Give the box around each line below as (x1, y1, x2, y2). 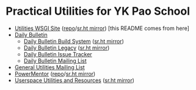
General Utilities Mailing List (14, 63, 85, 71)
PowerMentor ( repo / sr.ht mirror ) (14, 70, 96, 77)
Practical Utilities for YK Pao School (5, 4, 191, 18)
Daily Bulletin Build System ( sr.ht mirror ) (23, 37, 125, 45)
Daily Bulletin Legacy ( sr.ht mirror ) (23, 44, 110, 51)
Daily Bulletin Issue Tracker (23, 50, 92, 58)
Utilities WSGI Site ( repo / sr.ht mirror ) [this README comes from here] (14, 24, 190, 32)
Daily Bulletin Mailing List (23, 57, 87, 64)
